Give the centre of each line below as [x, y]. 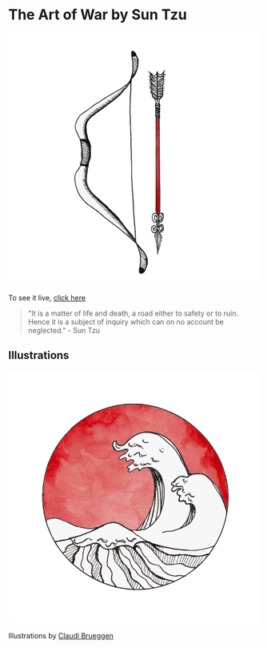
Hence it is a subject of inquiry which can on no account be [126, 321]
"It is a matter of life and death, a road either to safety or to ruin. [133, 313]
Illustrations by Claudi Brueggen [61, 635]
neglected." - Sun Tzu [64, 330]
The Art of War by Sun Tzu [98, 15]
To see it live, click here [47, 297]
